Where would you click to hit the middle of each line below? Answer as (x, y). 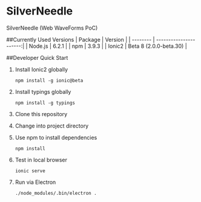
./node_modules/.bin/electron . (56, 193)
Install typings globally (43, 91)
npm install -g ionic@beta (49, 80)
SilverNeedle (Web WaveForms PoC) (52, 28)
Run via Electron (35, 182)
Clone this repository (41, 114)
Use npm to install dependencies (56, 137)
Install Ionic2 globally (41, 69)
